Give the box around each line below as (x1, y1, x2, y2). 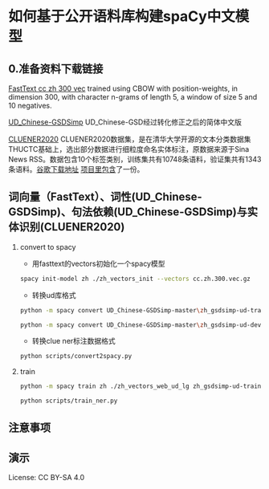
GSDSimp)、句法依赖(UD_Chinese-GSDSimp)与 (8, 206, 247, 219)
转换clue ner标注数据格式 (31, 336, 116, 346)
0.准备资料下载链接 (8, 62, 104, 75)
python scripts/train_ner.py (19, 397, 118, 405)
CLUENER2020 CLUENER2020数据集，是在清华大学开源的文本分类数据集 (8, 134, 251, 144)
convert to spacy (19, 242, 76, 251)
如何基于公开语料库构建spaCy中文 (8, 7, 235, 26)
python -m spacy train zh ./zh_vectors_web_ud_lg (19, 382, 190, 390)
